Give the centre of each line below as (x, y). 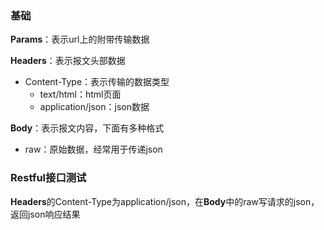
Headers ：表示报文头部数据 (68, 61)
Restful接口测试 (48, 178)
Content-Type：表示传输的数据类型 (97, 82)
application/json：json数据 (94, 107)
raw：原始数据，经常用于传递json (93, 149)
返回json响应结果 (45, 214)
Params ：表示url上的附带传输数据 (80, 39)
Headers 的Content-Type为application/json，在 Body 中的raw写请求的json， (165, 201)
